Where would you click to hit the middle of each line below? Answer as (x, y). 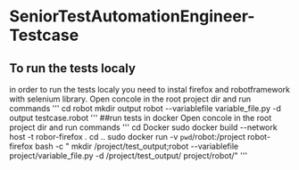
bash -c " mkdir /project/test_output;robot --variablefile (137, 146)
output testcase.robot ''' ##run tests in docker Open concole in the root (141, 118)
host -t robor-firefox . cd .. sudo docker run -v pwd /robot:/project (127, 137)
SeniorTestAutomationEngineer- (132, 16)
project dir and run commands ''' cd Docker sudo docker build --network (144, 127)
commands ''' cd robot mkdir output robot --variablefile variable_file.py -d (145, 108)
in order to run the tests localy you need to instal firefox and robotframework (149, 89)
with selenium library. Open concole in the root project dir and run (130, 99)
